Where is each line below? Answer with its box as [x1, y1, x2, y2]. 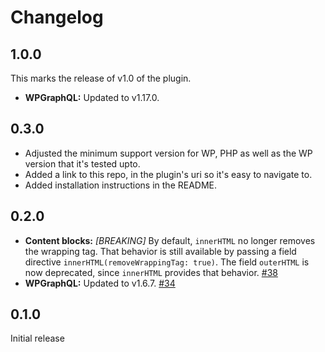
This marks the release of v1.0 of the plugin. [10, 72, 192, 84]
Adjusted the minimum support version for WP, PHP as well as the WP [24, 147, 313, 159]
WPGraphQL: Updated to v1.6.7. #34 [24, 277, 176, 289]
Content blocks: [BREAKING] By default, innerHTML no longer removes [24, 234, 316, 246]
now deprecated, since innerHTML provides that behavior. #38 [24, 266, 278, 278]
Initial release [10, 332, 65, 345]
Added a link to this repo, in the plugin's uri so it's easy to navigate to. [24, 168, 313, 180]
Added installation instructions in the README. [24, 179, 218, 191]
